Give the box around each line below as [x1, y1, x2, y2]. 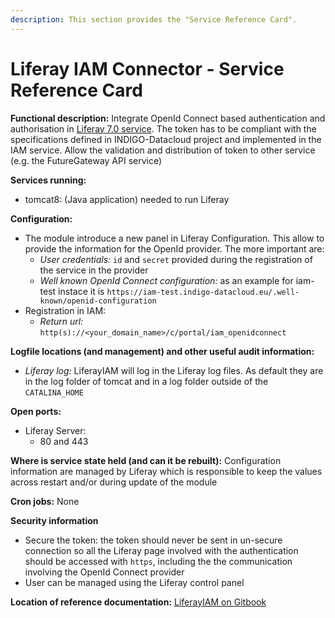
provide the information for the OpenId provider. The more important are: [24, 242, 325, 255]
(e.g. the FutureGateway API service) [10, 154, 163, 166]
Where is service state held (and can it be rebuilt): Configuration [10, 454, 282, 466]
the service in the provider [39, 264, 149, 276]
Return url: [39, 315, 84, 327]
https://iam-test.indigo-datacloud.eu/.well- [106, 287, 300, 297]
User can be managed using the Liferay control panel [24, 576, 245, 588]
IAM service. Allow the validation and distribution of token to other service [10, 144, 316, 156]
